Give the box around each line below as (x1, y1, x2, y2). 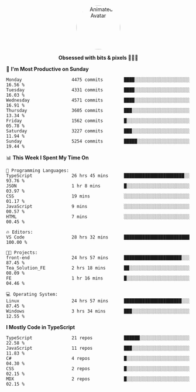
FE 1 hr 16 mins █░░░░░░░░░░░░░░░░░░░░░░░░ (6, 275, 190, 281)
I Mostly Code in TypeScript (6, 324, 75, 330)
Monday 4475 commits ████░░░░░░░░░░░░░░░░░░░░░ (6, 77, 190, 83)
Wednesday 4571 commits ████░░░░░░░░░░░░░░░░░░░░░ (6, 97, 190, 103)
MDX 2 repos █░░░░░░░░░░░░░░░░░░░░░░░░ (6, 376, 190, 382)
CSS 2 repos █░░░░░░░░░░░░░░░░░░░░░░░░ (6, 366, 190, 371)
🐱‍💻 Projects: (6, 250, 38, 255)
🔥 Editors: (6, 229, 33, 235)
